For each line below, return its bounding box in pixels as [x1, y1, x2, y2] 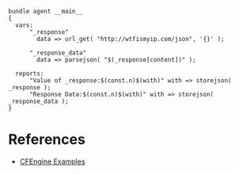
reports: [15, 70, 44, 78]
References [8, 130, 85, 149]
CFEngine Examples [19, 157, 85, 166]
